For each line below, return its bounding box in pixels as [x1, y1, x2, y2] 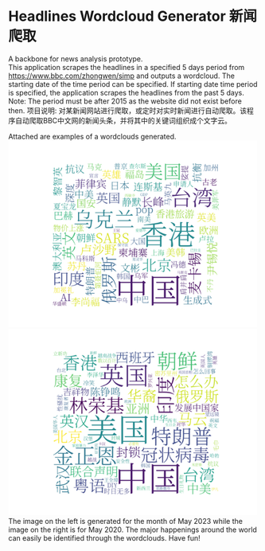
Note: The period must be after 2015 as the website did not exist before [8, 96, 243, 106]
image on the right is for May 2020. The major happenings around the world [8, 525, 257, 534]
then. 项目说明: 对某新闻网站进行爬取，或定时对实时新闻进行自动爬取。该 [8, 105, 247, 115]
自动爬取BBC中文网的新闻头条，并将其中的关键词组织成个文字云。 [14, 115, 232, 125]
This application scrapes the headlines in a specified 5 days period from [8, 62, 245, 72]
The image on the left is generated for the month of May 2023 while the [8, 516, 243, 526]
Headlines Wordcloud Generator [8, 7, 227, 25]
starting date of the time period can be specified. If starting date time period [8, 79, 258, 88]
